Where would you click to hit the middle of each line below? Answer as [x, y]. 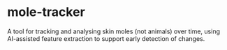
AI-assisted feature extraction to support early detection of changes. [106, 38]
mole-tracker [46, 12]
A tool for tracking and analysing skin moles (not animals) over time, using [113, 31]
